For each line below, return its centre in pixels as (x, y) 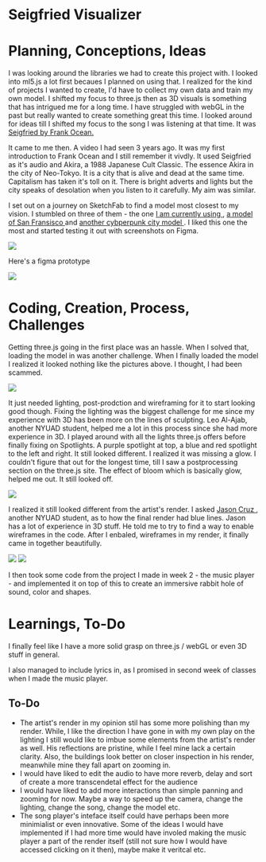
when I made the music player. (58, 679)
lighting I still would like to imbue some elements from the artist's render (137, 739)
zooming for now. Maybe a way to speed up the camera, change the (131, 798)
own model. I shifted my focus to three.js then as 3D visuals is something (128, 99)
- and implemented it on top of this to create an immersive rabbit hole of (126, 583)
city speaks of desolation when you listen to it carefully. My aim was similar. (132, 190)
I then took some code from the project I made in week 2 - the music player (131, 575)
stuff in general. (34, 655)
